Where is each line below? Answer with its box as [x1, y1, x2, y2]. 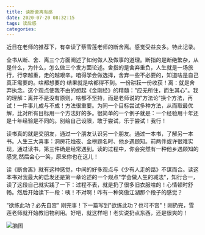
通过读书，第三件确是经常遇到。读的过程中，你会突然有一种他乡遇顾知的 [16, 146, 199, 153]
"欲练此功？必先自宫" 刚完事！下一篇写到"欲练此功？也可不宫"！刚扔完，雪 [6, 202, 195, 209]
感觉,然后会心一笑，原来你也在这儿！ [6, 153, 99, 160]
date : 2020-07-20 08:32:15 [6, 15, 75, 21]
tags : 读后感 [6, 20, 37, 26]
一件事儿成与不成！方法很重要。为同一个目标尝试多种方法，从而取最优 [16, 102, 193, 110]
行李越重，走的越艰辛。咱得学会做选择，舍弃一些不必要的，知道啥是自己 [16, 71, 199, 79]
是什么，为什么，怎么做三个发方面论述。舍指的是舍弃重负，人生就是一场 [6, 64, 188, 71]
